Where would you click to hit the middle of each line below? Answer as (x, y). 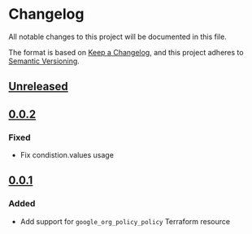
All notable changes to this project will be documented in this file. (118, 37)
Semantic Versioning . (44, 61)
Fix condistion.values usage (67, 155)
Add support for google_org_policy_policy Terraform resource (125, 221)
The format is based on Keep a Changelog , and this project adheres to (126, 52)
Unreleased (39, 87)
